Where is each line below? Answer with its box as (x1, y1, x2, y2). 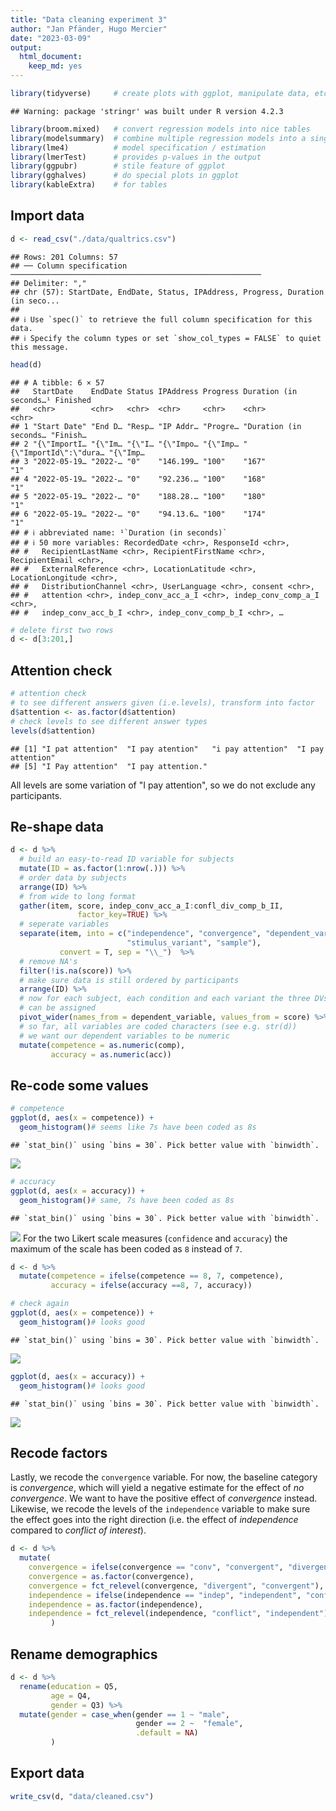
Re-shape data (10, 818, 105, 835)
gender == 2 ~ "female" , (135, 1719, 244, 1729)
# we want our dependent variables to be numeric (19, 1031, 230, 1041)
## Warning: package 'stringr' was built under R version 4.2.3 (10, 106, 284, 116)
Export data (10, 1765, 85, 1782)
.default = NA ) (135, 1728, 199, 1738)
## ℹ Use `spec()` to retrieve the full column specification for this (10, 314, 313, 325)
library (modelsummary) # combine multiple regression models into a (10, 133, 307, 143)
